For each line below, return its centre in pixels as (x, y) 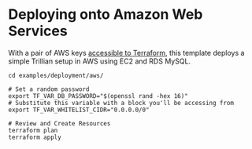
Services (38, 31)
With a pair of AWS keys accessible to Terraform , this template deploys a (126, 53)
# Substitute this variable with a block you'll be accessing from (121, 103)
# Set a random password (49, 89)
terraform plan (33, 130)
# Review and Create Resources (59, 123)
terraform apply (35, 137)
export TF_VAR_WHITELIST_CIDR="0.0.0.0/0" (79, 110)
